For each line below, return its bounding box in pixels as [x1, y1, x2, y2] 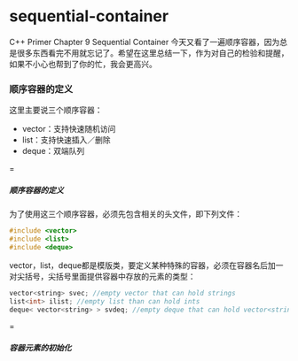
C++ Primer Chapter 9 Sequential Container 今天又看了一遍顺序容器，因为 [9, 36, 280, 47]
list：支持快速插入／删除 [21, 134, 111, 145]
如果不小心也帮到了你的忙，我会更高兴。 [9, 58, 157, 69]
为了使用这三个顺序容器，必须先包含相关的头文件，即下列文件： [9, 209, 242, 219]
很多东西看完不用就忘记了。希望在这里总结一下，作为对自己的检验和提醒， [16, 47, 289, 58]
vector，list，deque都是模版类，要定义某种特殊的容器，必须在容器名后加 [9, 259, 277, 271]
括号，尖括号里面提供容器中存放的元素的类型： [24, 271, 196, 281]
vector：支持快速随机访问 [21, 124, 116, 134]
